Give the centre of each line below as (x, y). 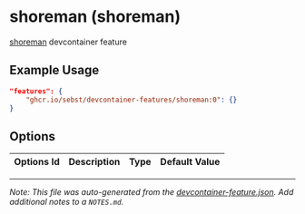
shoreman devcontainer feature (68, 42)
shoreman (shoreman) (95, 17)
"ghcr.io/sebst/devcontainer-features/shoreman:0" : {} (132, 100)
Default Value (190, 162)
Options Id (37, 162)
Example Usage (54, 70)
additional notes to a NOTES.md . (67, 202)
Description (94, 162)
